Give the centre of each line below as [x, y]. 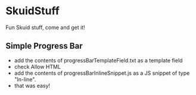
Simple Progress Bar [44, 46]
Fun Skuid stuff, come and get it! [46, 27]
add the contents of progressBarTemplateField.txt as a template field [98, 60]
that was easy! [32, 85]
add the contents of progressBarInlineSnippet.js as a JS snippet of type [102, 73]
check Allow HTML [37, 66]
